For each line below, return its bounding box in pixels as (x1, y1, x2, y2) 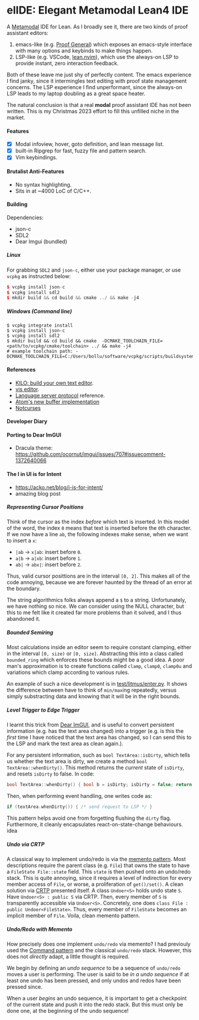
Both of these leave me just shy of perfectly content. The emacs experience (6, 71, 191, 78)
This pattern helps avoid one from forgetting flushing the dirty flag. (6, 814, 172, 822)
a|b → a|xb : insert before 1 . (15, 555, 82, 562)
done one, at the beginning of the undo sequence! (6, 1008, 129, 1015)
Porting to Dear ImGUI (6, 431, 61, 438)
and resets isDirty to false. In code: (6, 770, 94, 777)
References (6, 366, 36, 373)
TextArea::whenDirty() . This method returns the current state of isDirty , (6, 764, 185, 771)
